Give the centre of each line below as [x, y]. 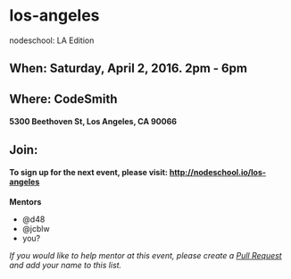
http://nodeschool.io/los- [217, 173]
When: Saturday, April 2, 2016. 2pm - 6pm [129, 68]
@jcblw [36, 228]
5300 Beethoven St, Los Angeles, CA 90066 [93, 122]
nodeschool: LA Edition [52, 40]
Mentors [25, 201]
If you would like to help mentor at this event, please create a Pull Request [146, 255]
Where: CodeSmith [63, 99]
